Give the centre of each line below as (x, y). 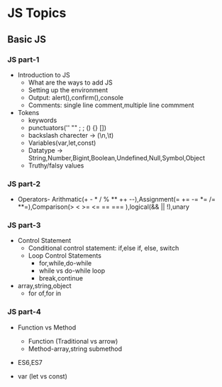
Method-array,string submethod (75, 349)
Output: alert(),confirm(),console (76, 97)
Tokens (28, 112)
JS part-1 (23, 60)
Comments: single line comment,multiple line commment (111, 105)
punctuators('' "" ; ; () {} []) (67, 127)
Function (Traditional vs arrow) (73, 341)
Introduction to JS (44, 75)
